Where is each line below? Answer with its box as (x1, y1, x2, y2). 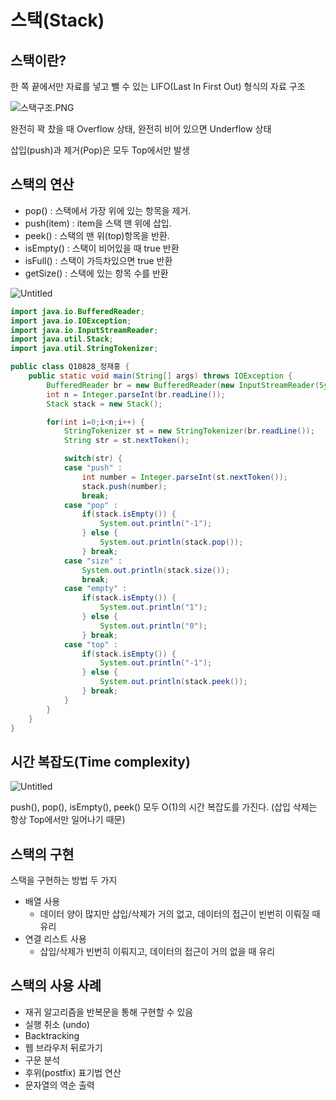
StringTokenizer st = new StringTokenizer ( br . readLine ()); (63, 426, 315, 436)
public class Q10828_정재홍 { (10, 362, 130, 372)
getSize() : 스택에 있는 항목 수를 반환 (24, 267, 169, 279)
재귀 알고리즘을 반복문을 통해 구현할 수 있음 (24, 1006, 194, 1018)
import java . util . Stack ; (10, 334, 114, 345)
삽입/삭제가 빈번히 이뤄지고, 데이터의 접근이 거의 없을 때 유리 (39, 946, 276, 958)
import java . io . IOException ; (10, 316, 132, 326)
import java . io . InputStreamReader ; (10, 325, 159, 335)
